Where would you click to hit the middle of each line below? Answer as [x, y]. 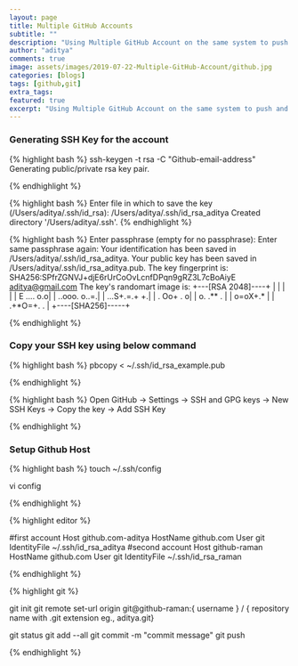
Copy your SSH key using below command [103, 345]
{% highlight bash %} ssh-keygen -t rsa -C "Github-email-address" [133, 159]
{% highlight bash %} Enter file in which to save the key [111, 203]
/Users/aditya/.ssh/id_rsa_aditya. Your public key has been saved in [133, 258]
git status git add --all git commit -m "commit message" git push [127, 635]
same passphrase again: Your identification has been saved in [123, 248]
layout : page [33, 17]
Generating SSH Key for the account [89, 140]
